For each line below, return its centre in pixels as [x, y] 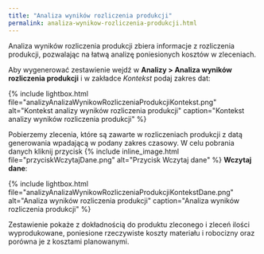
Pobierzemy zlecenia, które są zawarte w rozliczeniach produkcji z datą [125, 134]
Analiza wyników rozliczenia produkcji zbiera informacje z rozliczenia [121, 45]
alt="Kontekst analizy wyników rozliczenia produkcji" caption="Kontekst [126, 110]
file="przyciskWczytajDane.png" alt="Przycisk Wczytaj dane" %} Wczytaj [130, 159]
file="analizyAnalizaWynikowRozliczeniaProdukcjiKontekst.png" [113, 102]
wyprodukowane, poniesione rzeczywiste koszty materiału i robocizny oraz [132, 233]
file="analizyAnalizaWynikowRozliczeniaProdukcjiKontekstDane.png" [121, 192]
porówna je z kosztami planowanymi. [69, 241]
